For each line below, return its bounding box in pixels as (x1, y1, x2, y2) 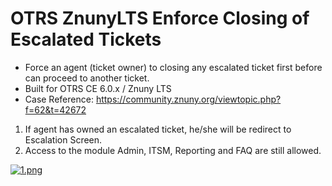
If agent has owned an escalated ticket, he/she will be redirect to (24, 123, 292, 135)
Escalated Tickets (10, 28, 162, 51)
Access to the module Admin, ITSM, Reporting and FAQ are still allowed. (24, 144, 322, 156)
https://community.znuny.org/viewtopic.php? (95, 93, 282, 105)
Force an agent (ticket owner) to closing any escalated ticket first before (24, 61, 323, 73)
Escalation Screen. (24, 133, 103, 146)
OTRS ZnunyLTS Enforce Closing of (10, 7, 310, 30)
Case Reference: (24, 93, 94, 105)
